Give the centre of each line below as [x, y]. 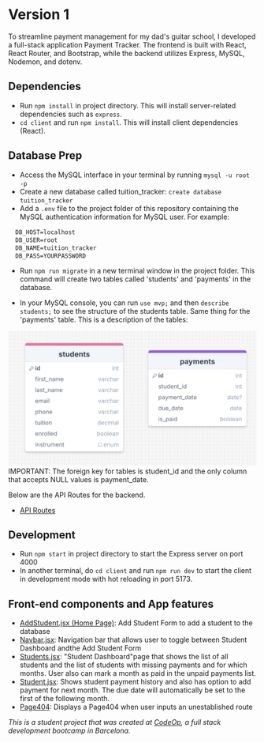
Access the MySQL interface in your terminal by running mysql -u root [134, 175]
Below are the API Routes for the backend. [77, 495]
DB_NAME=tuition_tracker [56, 248]
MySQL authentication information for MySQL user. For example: [125, 217]
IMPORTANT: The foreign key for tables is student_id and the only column [128, 471]
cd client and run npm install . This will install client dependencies [129, 122]
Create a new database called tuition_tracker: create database [121, 191]
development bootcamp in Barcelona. [69, 731]
